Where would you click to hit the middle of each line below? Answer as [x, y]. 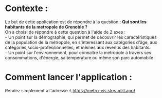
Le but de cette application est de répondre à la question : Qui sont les [76, 22]
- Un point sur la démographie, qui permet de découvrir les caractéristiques [81, 37]
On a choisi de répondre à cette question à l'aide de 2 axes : [65, 32]
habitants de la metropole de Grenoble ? [46, 27]
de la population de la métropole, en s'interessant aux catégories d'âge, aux [81, 42]
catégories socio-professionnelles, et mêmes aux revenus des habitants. [78, 47]
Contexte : [27, 8]
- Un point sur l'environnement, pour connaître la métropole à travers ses [78, 52]
